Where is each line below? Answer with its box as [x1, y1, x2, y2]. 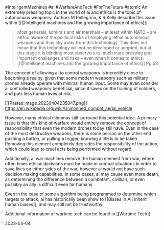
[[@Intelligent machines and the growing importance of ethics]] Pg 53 [17, 61, 158, 66]
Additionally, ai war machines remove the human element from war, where [5, 156, 155, 161]
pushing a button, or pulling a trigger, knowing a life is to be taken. [5, 136, 139, 141]
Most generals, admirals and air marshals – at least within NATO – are [17, 29, 157, 35]
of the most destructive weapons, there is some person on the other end [5, 131, 152, 136]
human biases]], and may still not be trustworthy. [5, 202, 104, 207]
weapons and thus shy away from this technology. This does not [17, 40, 148, 46]
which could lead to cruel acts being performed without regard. [5, 146, 133, 152]
